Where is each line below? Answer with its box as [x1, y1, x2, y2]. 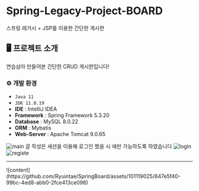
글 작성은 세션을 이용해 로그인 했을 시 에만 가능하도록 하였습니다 [25, 143, 172, 150]
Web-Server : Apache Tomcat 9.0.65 [14, 131, 105, 138]
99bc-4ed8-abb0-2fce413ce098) [6, 179, 89, 186]
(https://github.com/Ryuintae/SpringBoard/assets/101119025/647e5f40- [6, 173, 181, 180]
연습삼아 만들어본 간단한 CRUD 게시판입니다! [6, 63, 110, 70]
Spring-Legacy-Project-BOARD [6, 4, 163, 18]
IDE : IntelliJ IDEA [14, 105, 57, 113]
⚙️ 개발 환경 [6, 79, 37, 87]
